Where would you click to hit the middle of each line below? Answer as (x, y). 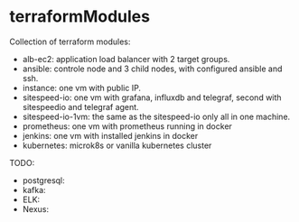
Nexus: (36, 208)
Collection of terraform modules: (70, 42)
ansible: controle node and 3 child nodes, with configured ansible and (152, 69)
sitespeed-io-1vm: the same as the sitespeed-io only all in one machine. (156, 116)
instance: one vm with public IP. (82, 88)
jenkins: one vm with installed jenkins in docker (110, 135)
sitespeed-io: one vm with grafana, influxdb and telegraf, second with (152, 97)
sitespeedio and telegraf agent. (80, 106)
